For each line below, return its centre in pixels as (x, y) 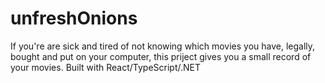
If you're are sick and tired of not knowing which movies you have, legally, (163, 46)
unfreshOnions (74, 18)
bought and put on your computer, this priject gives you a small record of (161, 56)
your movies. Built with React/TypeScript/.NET (106, 67)
